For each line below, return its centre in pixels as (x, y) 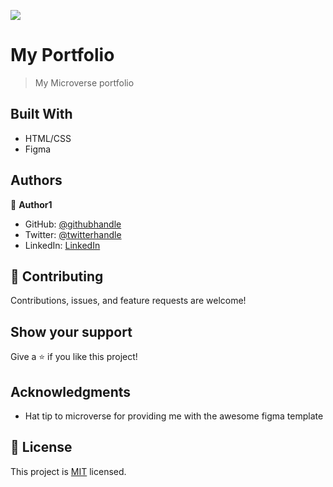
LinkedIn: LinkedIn (62, 245)
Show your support (71, 331)
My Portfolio (62, 55)
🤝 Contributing (57, 276)
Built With (41, 114)
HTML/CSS (48, 138)
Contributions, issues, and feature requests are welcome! (128, 301)
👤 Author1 (31, 204)
